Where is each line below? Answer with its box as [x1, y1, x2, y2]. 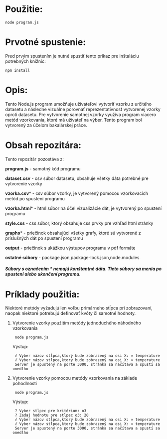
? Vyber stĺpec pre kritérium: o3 [14, 409, 87, 414]
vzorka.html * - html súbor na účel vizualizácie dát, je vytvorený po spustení [5, 205, 162, 211]
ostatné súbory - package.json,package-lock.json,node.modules [5, 254, 140, 260]
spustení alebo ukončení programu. [5, 271, 81, 277]
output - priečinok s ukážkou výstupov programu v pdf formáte [5, 245, 136, 251]
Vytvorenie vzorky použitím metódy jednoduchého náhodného [12, 320, 141, 326]
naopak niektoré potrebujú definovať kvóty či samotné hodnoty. [5, 310, 136, 316]
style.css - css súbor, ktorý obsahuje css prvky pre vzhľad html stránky [5, 220, 154, 226]
